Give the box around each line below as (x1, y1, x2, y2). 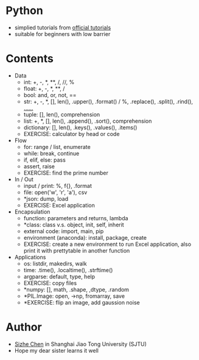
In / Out (14, 175, 34, 183)
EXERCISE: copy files (23, 279, 77, 287)
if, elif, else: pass (23, 156, 66, 164)
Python (5, 4, 43, 18)
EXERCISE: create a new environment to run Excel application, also (23, 240, 192, 248)
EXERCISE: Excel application (23, 201, 95, 209)
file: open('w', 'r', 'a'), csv (23, 189, 88, 196)
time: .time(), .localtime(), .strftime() (23, 266, 113, 273)
